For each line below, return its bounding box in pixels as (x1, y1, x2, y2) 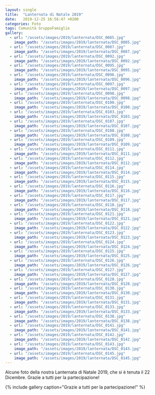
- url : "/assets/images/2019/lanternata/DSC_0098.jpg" (9, 91, 126, 96)
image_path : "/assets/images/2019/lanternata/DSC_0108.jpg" (14, 133, 141, 138)
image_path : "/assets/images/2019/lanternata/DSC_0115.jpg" (14, 179, 141, 184)
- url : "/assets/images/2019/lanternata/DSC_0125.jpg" (9, 249, 126, 254)
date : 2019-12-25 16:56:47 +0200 (5, 16, 79, 21)
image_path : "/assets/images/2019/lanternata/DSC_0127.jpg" (14, 272, 141, 277)
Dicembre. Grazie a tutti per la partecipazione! (5, 375, 100, 381)
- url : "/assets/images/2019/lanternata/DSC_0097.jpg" (9, 81, 126, 86)
